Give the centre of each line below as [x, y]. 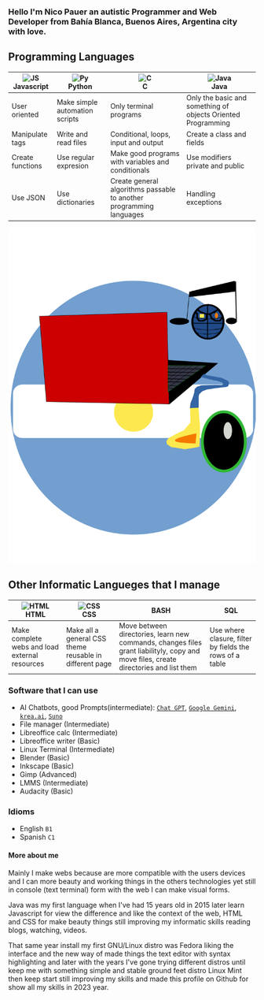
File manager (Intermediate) [64, 724]
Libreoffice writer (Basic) [60, 741]
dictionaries [75, 202]
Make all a [82, 630]
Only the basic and [216, 98]
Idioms [22, 812]
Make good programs [145, 153]
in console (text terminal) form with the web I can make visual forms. [119, 890]
